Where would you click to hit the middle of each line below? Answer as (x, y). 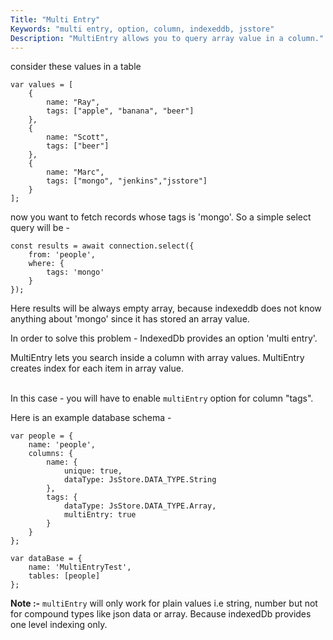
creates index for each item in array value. (97, 368)
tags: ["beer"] (78, 146)
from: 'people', (62, 255)
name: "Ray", (73, 102)
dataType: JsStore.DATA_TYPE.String (140, 480)
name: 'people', (62, 445)
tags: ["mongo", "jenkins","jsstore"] (127, 181)
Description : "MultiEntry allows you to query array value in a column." (167, 38)
